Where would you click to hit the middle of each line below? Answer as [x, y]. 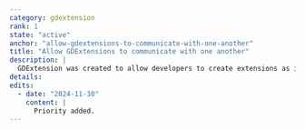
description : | [38, 60]
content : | [46, 102]
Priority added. [64, 111]
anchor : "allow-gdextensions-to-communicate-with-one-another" [132, 43]
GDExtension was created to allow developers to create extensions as [154, 69]
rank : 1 [24, 26]
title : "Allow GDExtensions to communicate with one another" [129, 52]
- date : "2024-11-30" [59, 94]
